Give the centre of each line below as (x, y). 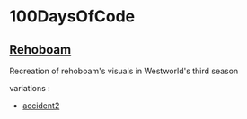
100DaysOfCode (72, 17)
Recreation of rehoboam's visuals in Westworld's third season (124, 71)
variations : (30, 88)
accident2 (41, 106)
